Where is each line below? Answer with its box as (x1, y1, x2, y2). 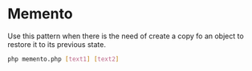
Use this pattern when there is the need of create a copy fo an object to (7, 31, 244, 41)
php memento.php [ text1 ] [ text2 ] (7, 55, 120, 63)
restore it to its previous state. (7, 39, 106, 49)
